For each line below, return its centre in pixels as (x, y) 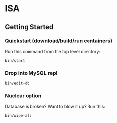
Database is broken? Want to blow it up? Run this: (55, 107)
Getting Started (29, 27)
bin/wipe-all (18, 116)
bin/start (15, 60)
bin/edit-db (17, 83)
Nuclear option (23, 95)
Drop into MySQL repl (31, 73)
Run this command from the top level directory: (53, 51)
